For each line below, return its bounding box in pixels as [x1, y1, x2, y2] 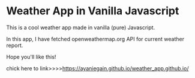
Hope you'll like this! [6, 53, 56, 60]
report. [6, 42, 23, 49]
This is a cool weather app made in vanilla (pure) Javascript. [6, 24, 155, 31]
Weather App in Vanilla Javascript [6, 4, 179, 18]
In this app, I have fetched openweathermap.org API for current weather [6, 35, 185, 42]
